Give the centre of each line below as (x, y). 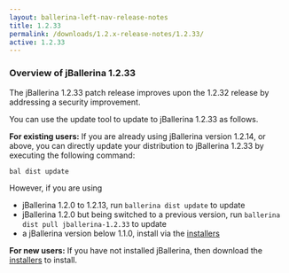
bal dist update (39, 171)
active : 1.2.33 (37, 42)
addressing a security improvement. (75, 102)
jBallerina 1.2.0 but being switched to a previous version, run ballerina (151, 214)
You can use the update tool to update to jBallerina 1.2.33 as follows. (134, 119)
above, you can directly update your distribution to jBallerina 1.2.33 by (137, 145)
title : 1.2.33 (35, 26)
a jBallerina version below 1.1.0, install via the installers (121, 233)
